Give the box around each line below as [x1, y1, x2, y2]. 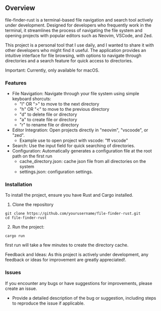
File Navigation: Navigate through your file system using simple [12, 91, 140, 97]
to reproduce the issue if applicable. [12, 300, 85, 306]
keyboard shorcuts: [12, 96, 51, 102]
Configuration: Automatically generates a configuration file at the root [12, 148, 152, 154]
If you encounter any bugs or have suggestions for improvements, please [5, 280, 153, 286]
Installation [5, 181, 33, 188]
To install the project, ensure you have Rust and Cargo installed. [5, 192, 133, 198]
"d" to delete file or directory [19, 111, 77, 117]
